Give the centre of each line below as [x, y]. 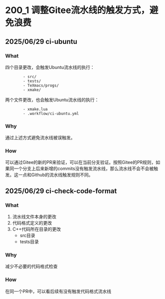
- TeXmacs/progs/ [41, 85]
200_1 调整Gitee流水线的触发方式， [78, 10]
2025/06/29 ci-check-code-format [61, 191]
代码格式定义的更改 [32, 223]
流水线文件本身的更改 [34, 217]
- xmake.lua [36, 109]
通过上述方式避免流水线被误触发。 [40, 137]
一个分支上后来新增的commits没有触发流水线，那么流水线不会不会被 [84, 168]
